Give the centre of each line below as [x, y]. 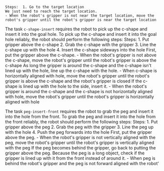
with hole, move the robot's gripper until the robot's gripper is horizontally [80, 97]
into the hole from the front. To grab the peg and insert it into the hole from [80, 117]
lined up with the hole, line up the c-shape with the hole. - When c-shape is [81, 71]
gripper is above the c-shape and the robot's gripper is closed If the [73, 81]
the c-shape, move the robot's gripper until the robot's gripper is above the [81, 60]
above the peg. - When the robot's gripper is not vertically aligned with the [80, 137]
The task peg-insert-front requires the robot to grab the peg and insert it [79, 111]
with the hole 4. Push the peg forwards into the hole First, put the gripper [79, 132]
